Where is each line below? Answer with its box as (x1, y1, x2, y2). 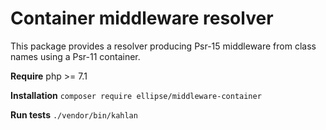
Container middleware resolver (10, 7, 274, 30)
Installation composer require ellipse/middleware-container (10, 89, 262, 101)
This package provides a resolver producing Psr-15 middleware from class (10, 40, 317, 52)
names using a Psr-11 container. (10, 50, 141, 62)
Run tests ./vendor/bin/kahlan (10, 108, 138, 121)
